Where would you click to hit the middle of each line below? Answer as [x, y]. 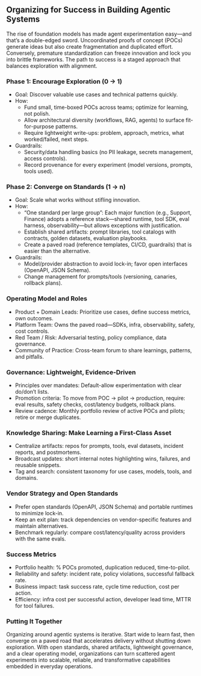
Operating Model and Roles [47, 299]
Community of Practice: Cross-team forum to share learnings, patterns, [104, 350]
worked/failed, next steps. [56, 139]
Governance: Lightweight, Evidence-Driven [71, 372]
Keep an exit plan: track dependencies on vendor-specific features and [103, 519]
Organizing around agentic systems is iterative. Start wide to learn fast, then [100, 634]
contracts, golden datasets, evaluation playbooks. [86, 238]
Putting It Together [34, 621]
